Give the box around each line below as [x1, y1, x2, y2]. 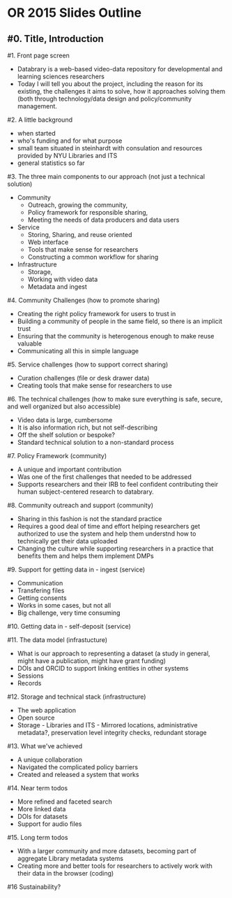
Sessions [17, 671, 44, 680]
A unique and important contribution [17, 465, 122, 473]
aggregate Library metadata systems [17, 855, 124, 862]
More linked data [17, 805, 66, 813]
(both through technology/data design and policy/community [17, 94, 192, 103]
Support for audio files [17, 820, 82, 828]
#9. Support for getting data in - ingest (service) [7, 565, 146, 573]
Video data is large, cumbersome [17, 416, 113, 424]
